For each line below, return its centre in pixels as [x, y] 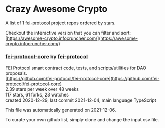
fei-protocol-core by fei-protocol [47, 56]
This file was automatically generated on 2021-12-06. [61, 110]
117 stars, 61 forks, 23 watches [37, 95]
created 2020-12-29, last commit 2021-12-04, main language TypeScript [81, 100]
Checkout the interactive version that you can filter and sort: [68, 33]
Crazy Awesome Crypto [56, 9]
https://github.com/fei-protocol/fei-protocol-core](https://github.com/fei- [83, 79]
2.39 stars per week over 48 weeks [42, 89]
